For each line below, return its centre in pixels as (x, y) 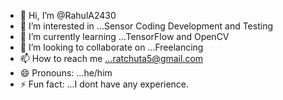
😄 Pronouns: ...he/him (66, 73)
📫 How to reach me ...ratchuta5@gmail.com (111, 58)
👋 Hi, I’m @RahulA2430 (68, 15)
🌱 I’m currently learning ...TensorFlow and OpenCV (124, 36)
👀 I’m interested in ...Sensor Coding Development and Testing (146, 26)
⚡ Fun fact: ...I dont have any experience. (104, 84)
